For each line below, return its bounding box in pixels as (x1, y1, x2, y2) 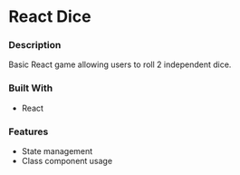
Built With (8, 82, 53, 94)
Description (8, 39, 62, 52)
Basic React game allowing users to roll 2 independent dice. (8, 59, 232, 70)
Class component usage (21, 156, 113, 167)
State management (21, 146, 93, 157)
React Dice (8, 6, 91, 27)
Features (8, 125, 49, 138)
